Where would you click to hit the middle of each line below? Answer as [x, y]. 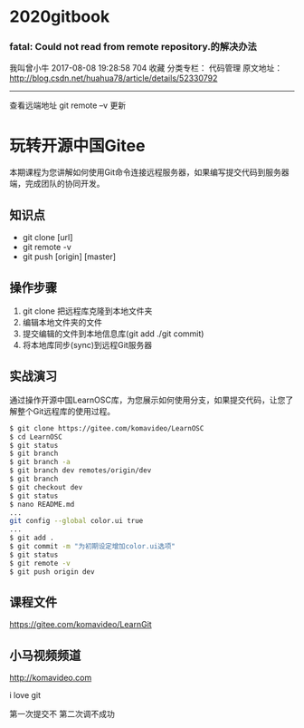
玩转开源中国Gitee [77, 146]
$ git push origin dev [52, 572]
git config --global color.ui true [76, 521]
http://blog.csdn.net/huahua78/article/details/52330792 [114, 78]
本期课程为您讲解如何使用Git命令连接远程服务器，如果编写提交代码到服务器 [149, 172]
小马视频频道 [45, 655]
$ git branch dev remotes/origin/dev [81, 471]
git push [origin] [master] [69, 257]
